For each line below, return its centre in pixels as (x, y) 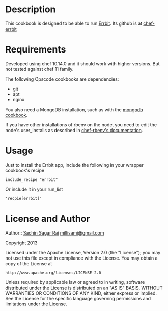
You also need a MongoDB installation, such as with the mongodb (74, 109)
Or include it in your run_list (34, 189)
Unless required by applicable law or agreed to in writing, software (75, 282)
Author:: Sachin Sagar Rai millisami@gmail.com (55, 232)
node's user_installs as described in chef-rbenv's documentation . (74, 130)
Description (31, 9)
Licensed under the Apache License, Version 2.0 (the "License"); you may (83, 252)
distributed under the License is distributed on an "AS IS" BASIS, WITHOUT (84, 288)
